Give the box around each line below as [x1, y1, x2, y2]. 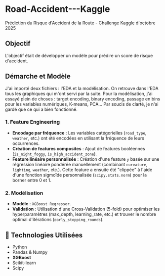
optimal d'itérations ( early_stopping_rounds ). [12, 217, 104, 223]
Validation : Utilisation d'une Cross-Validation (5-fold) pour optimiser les [12, 206, 160, 212]
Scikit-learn [12, 260, 36, 266]
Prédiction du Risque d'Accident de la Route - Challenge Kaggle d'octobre [5, 20, 156, 26]
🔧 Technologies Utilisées [5, 231, 83, 239]
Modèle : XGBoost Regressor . [12, 201, 71, 207]
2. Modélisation [5, 189, 43, 196]
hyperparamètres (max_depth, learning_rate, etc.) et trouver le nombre [12, 211, 157, 217]
